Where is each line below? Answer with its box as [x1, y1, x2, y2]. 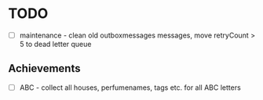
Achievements [8, 62, 81, 75]
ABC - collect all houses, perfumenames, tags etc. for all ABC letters [19, 83, 241, 92]
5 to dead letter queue [19, 40, 92, 48]
